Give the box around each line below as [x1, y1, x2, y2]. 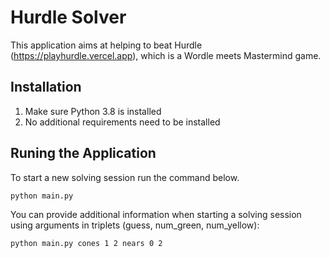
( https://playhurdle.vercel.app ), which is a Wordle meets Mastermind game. [10, 49, 322, 61]
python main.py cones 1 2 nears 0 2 [10, 238, 163, 248]
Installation [10, 79, 82, 96]
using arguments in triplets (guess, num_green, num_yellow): [10, 219, 260, 231]
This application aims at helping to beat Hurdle [10, 39, 203, 51]
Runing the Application [10, 145, 157, 162]
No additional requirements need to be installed [24, 116, 221, 128]
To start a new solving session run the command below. [10, 171, 240, 183]
